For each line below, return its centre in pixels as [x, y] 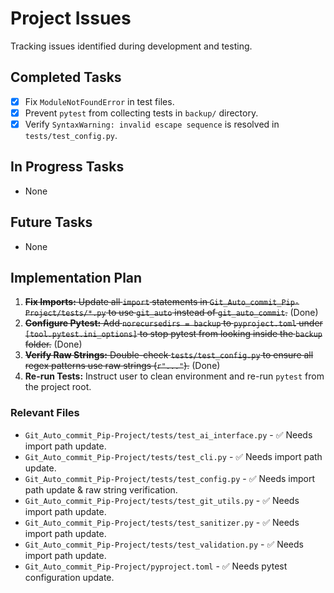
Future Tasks [51, 222]
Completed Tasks [66, 77]
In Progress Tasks [67, 167]
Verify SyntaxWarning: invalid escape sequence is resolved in [152, 124]
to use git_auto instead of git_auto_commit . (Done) [213, 313]
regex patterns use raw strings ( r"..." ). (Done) [122, 366]
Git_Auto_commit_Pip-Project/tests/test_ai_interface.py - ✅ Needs [168, 434]
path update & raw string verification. [101, 489]
